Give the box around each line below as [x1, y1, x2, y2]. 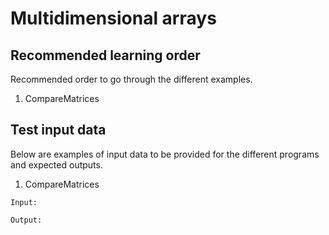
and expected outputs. [10, 158, 103, 171]
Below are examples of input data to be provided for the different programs [10, 148, 320, 160]
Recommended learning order [10, 47, 201, 64]
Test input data [10, 122, 107, 139]
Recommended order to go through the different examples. [10, 73, 253, 85]
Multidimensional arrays [10, 7, 217, 30]
